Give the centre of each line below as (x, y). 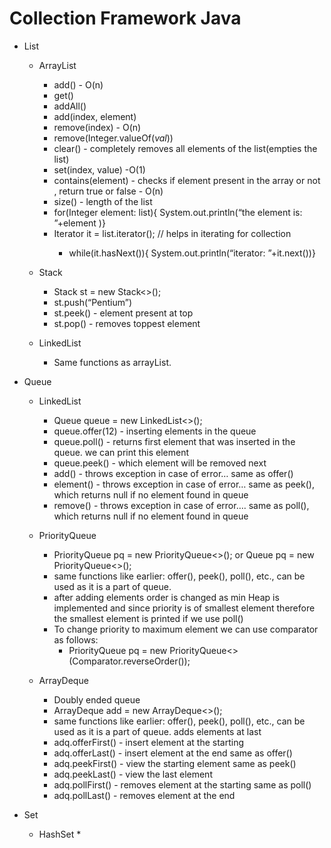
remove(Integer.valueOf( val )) (113, 138)
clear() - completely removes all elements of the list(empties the (185, 148)
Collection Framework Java (125, 18)
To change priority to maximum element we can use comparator (186, 629)
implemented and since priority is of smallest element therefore (184, 608)
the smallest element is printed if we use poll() (148, 618)
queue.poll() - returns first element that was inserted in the (174, 441)
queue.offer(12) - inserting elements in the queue (155, 431)
